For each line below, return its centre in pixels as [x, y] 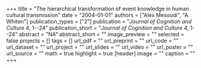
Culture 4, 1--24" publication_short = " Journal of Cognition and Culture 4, [97, 28]
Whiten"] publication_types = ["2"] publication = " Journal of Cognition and [99, 21]
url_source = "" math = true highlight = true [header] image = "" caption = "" [101, 53]
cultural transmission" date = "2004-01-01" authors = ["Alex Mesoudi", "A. [98, 15]
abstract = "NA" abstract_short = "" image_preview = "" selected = [102, 34]
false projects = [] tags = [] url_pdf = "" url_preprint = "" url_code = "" [92, 41]
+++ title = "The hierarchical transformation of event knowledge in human [98, 9]
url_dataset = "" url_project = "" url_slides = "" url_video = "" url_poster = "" [100, 47]
